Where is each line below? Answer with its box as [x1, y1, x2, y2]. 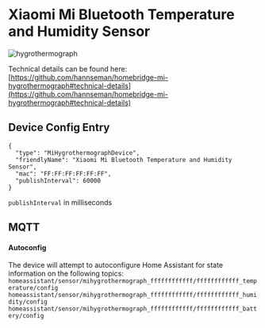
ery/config [8, 312, 44, 320]
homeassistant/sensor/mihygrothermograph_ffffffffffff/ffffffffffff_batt [8, 305, 258, 313]
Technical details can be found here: [8, 64, 128, 73]
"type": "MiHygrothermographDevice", [15, 149, 140, 156]
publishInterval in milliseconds [8, 197, 113, 207]
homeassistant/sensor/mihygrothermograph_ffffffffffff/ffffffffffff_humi [8, 291, 258, 299]
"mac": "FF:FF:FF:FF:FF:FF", [15, 169, 112, 178]
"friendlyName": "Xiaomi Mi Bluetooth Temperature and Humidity [15, 156, 232, 164]
